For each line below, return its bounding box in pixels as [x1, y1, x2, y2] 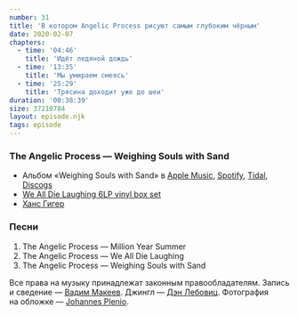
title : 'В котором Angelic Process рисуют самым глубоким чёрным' [9, 21, 261, 30]
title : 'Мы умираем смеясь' [25, 71, 129, 80]
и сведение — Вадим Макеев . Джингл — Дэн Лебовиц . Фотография [9, 287, 270, 297]
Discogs [21, 180, 53, 190]
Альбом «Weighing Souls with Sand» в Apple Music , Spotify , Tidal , [21, 170, 269, 181]
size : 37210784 [9, 104, 66, 113]
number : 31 [9, 12, 50, 22]
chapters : [9, 37, 46, 47]
